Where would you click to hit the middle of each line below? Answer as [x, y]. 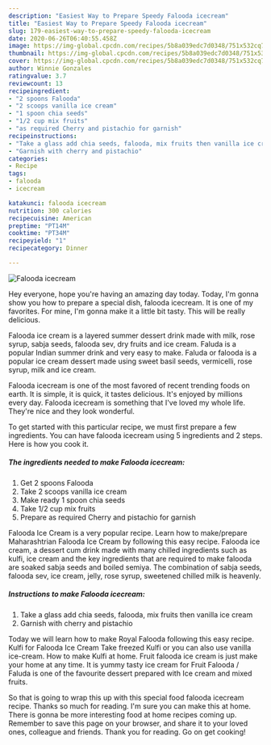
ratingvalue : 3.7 [38, 76]
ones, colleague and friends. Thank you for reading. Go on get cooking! [127, 731]
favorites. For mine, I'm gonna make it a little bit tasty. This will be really [127, 311]
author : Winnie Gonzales [50, 69]
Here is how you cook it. [48, 444]
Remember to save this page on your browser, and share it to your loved [128, 723]
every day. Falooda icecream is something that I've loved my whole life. [127, 402]
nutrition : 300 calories [50, 211]
